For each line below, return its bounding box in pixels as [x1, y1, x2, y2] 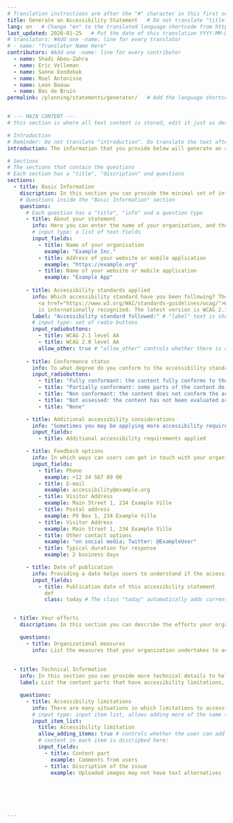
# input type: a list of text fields [32, 229, 141, 236]
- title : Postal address [37, 506, 110, 513]
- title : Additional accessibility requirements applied [37, 436, 207, 442]
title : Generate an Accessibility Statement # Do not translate [7, 17, 203, 24]
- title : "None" [37, 403, 85, 410]
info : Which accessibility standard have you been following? [32, 293, 216, 300]
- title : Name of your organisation [37, 241, 144, 248]
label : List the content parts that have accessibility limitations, [19, 679, 225, 686]
